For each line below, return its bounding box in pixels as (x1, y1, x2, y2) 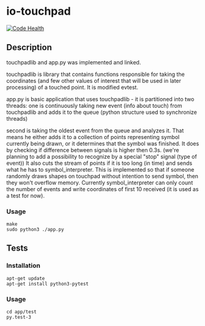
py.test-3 (6, 314, 32, 320)
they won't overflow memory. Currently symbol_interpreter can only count (6, 179, 193, 186)
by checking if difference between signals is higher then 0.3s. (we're (6, 146, 179, 154)
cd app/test (6, 309, 37, 315)
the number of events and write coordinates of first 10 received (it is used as (6, 185, 199, 192)
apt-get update (6, 275, 45, 281)
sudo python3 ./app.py (6, 227, 64, 233)
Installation (6, 262, 41, 270)
